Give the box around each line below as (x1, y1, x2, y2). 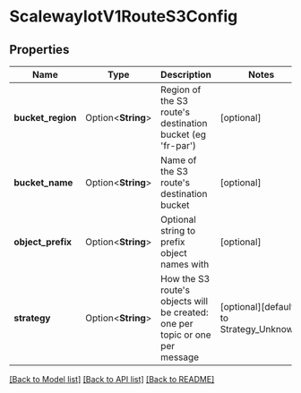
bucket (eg (160, 128, 207, 141)
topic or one (160, 329, 212, 341)
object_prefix (13, 235, 73, 248)
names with (160, 258, 210, 270)
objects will (160, 295, 209, 307)
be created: (160, 306, 209, 319)
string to (160, 225, 196, 236)
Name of (160, 154, 197, 167)
